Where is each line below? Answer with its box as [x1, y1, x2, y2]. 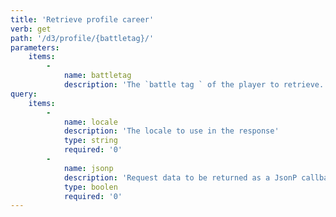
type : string [63, 136, 118, 146]
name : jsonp [63, 163, 114, 173]
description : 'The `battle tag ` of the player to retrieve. [63, 80, 325, 90]
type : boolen [63, 182, 118, 192]
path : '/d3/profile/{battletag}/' [10, 33, 155, 43]
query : [10, 89, 38, 99]
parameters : [10, 42, 60, 53]
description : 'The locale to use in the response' [63, 126, 280, 136]
